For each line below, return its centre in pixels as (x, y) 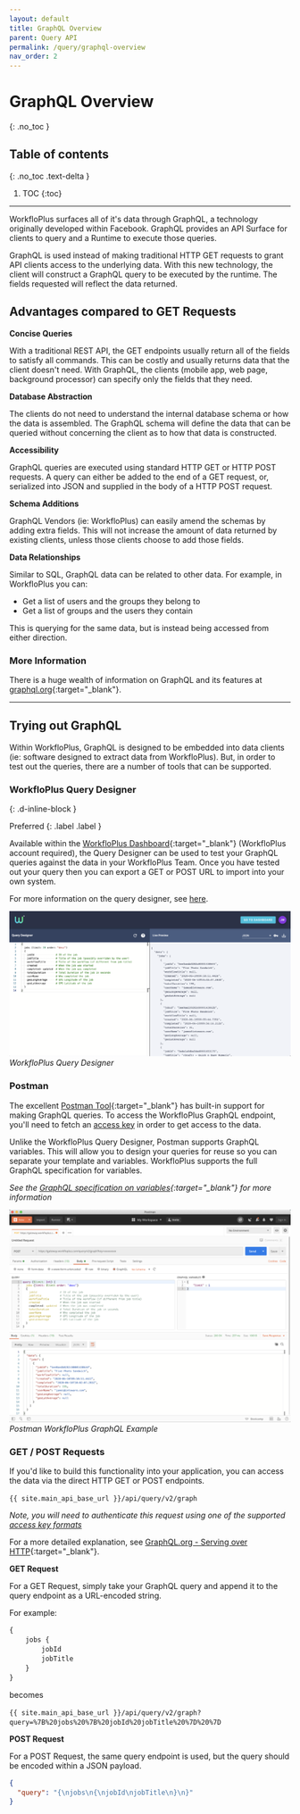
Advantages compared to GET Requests (123, 312)
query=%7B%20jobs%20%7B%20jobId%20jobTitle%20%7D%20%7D (115, 1722)
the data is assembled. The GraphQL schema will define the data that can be (150, 423)
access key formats (46, 1525)
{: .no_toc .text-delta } (50, 176)
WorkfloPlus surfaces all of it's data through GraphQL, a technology (134, 219)
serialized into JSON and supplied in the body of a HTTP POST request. (141, 486)
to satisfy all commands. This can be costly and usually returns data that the (150, 360)
